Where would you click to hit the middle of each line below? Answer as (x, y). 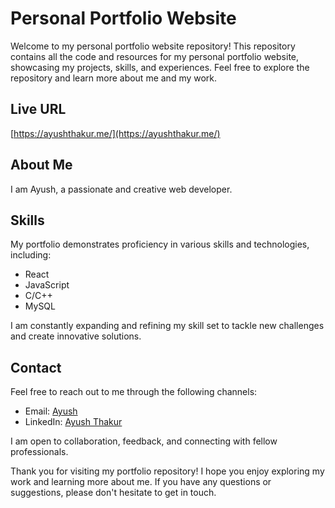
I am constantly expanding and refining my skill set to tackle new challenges (167, 326)
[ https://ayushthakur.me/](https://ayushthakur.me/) (115, 133)
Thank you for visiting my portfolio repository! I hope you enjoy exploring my (167, 471)
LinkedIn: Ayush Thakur (73, 422)
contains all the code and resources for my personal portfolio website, (155, 56)
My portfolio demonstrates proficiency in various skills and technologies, (160, 244)
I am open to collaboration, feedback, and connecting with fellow (144, 441)
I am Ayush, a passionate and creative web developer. (121, 189)
